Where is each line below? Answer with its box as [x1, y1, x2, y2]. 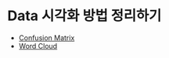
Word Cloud [18, 41, 58, 50]
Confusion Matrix [18, 32, 75, 43]
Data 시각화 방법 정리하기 [7, 7, 162, 25]
